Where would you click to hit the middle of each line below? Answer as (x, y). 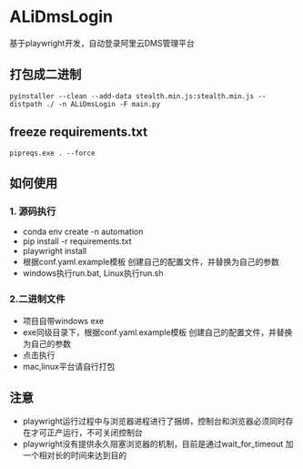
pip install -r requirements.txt (77, 241)
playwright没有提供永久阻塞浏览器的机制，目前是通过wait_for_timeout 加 (158, 444)
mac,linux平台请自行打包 (69, 366)
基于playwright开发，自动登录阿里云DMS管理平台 (102, 43)
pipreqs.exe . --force (52, 153)
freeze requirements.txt (79, 133)
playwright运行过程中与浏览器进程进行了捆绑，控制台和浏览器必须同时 (154, 422)
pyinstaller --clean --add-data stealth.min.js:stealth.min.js (132, 96)
